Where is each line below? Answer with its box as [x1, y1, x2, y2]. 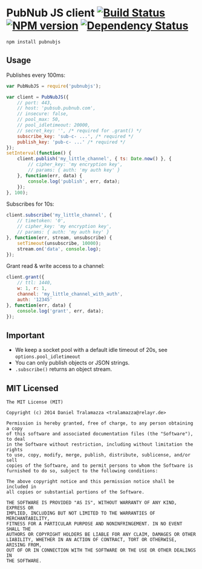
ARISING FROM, [6, 542, 42, 548]
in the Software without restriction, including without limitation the [6, 441, 194, 447]
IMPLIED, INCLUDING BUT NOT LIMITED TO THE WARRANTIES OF [6, 510, 155, 516]
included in [6, 484, 36, 490]
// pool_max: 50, [17, 117, 61, 123]
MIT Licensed [6, 383, 59, 393]
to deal [6, 436, 26, 442]
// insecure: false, [17, 111, 69, 117]
